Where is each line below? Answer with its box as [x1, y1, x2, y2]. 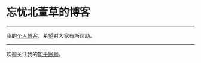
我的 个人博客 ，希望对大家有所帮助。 [6, 32, 96, 39]
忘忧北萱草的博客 [6, 5, 91, 19]
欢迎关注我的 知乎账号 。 [6, 50, 64, 58]
